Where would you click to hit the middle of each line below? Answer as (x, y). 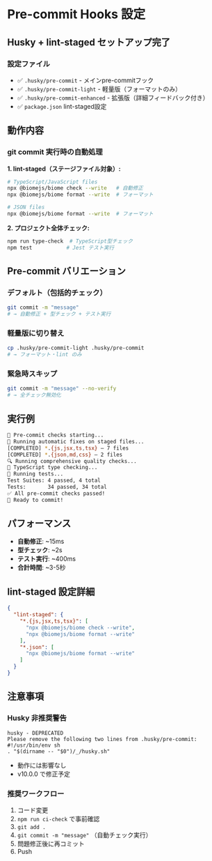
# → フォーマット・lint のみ (44, 355)
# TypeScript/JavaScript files (52, 182)
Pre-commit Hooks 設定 (76, 14)
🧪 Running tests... (35, 474)
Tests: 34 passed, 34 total (57, 487)
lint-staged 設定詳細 (51, 592)
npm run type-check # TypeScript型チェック (70, 241)
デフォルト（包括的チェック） (57, 292)
